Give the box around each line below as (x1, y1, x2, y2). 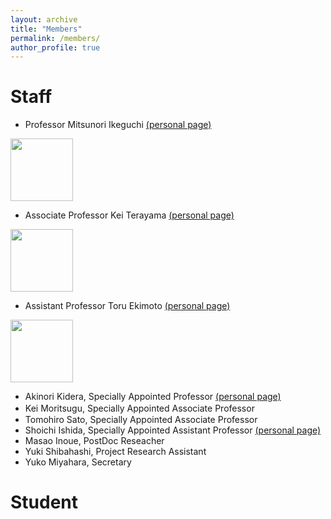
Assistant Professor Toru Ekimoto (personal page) (24, 300, 231, 312)
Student (10, 491, 79, 514)
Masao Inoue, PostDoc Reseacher (24, 435, 165, 447)
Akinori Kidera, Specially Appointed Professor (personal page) (24, 391, 282, 403)
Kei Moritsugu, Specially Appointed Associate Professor (24, 402, 255, 415)
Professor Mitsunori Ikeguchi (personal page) (24, 119, 212, 131)
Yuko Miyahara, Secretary (24, 456, 132, 468)
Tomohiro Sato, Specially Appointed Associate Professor (24, 414, 258, 426)
